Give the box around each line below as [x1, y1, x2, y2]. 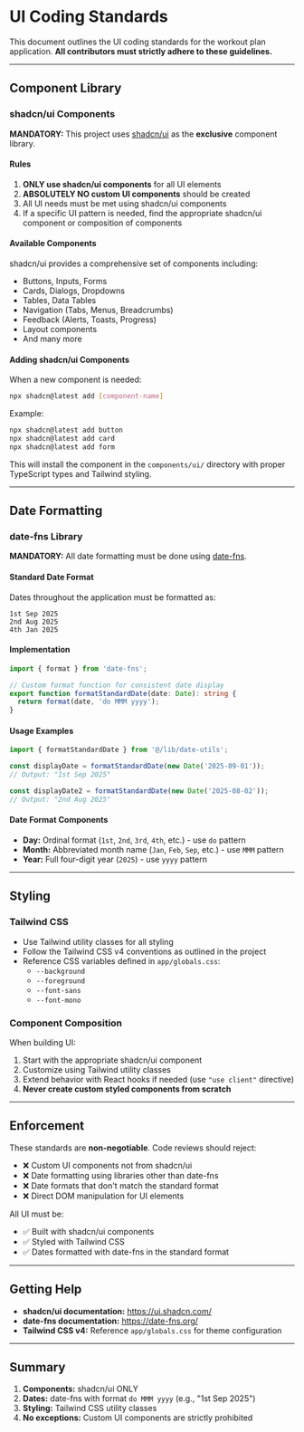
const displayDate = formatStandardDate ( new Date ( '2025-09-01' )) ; [9, 762, 265, 771]
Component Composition [9, 1017, 123, 1029]
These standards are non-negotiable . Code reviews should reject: [9, 1142, 257, 1153]
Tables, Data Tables [22, 295, 97, 306]
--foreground [35, 976, 86, 986]
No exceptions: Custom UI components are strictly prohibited [22, 1412, 253, 1423]
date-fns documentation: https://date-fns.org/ [22, 1315, 199, 1326]
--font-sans [35, 986, 81, 995]
